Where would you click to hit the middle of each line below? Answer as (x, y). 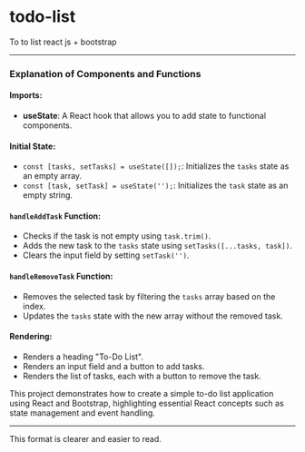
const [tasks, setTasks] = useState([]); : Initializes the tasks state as (156, 166)
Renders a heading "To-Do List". (83, 357)
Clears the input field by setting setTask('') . (106, 255)
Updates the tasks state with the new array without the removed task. (152, 316)
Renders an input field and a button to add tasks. (113, 366)
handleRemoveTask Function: (61, 276)
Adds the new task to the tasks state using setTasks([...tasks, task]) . (157, 246)
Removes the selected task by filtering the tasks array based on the (149, 296)
